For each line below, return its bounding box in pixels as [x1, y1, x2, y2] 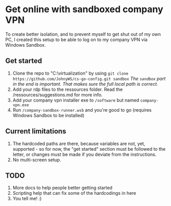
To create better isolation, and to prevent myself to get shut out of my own [5, 31, 161, 37]
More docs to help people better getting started [12, 185, 113, 191]
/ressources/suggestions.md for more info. [12, 91, 103, 97]
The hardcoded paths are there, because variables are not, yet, [12, 141, 146, 147]
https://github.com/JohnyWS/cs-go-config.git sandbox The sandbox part [12, 75, 166, 82]
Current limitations [5, 127, 66, 135]
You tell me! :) [12, 195, 42, 201]
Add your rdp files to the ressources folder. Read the [12, 86, 123, 92]
